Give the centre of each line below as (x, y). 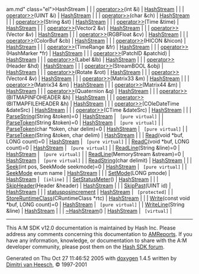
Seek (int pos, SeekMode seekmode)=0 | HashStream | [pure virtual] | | (97, 167)
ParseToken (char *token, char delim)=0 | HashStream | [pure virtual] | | (97, 129)
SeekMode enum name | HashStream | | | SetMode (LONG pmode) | (88, 173)
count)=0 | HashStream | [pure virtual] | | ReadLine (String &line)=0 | (93, 148)
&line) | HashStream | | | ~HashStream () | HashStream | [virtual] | (89, 211)
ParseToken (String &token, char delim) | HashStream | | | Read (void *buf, (95, 135)
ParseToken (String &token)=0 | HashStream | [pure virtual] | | (85, 122)
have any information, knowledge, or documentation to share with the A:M (97, 240)
